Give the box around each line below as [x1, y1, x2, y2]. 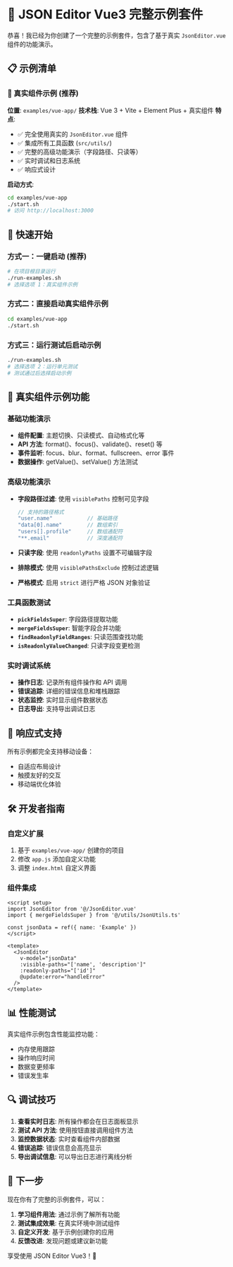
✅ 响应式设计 [17, 165, 56, 174]
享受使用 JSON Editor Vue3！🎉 [7, 1251, 97, 1260]
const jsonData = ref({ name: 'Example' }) [7, 924, 137, 931]
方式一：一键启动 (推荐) [7, 251, 87, 261]
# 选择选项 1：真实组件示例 [7, 281, 78, 288]
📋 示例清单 [7, 63, 57, 75]
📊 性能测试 [7, 1007, 56, 1019]
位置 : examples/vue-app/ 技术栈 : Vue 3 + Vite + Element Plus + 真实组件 [7, 106, 214, 114]
